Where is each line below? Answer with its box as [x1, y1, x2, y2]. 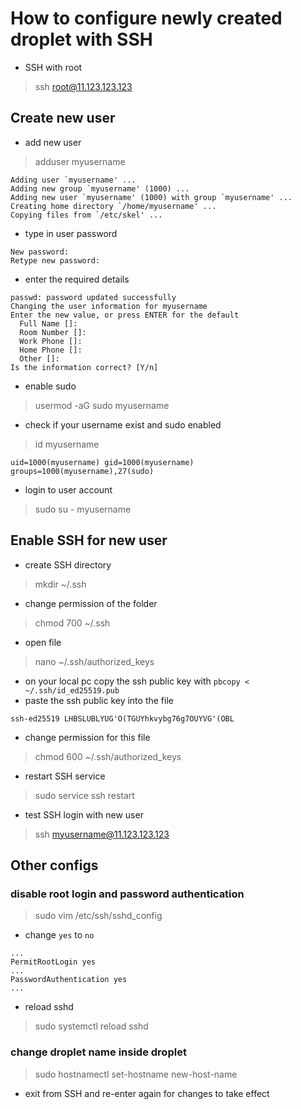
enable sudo [24, 380, 77, 392]
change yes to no [24, 929, 95, 941]
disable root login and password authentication [10, 887, 245, 901]
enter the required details [24, 273, 130, 285]
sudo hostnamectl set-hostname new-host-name [34, 1068, 238, 1080]
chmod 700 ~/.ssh [34, 617, 111, 629]
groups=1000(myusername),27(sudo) [10, 466, 155, 476]
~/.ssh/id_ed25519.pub [24, 685, 120, 696]
